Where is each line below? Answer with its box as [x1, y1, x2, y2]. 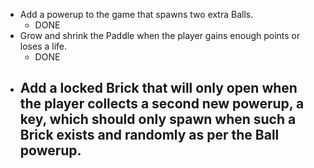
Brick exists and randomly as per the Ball [19, 127, 280, 144]
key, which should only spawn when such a [19, 111, 297, 128]
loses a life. [19, 40, 68, 52]
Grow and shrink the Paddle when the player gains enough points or [19, 30, 301, 41]
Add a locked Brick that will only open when [19, 80, 298, 97]
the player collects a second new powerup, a [19, 95, 305, 113]
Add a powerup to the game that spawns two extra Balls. [19, 9, 254, 20]
